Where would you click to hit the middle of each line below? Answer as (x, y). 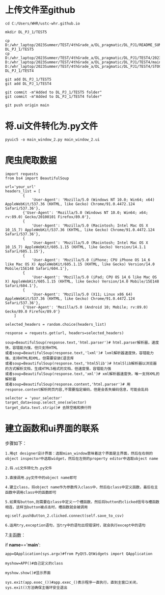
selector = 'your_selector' (34, 398)
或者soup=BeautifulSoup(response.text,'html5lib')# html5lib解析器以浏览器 (81, 363)
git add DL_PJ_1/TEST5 (28, 79)
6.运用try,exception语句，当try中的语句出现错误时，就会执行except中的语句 (75, 525)
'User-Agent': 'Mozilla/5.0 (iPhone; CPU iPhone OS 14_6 (91, 260)
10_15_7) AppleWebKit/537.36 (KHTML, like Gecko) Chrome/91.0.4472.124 (80, 230)
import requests (22, 174)
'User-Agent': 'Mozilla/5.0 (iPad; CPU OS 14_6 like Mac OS (94, 277)
